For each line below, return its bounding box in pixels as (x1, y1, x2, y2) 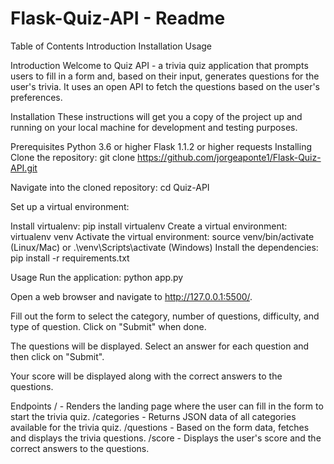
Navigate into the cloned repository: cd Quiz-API (10, 181, 210, 193)
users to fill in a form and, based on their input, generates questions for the (10, 70, 320, 82)
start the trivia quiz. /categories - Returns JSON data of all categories (10, 410, 297, 422)
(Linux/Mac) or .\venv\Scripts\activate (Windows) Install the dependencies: (10, 241, 319, 253)
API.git (10, 162, 38, 174)
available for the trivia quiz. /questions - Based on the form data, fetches (10, 421, 310, 433)
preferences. (10, 91, 63, 103)
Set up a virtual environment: (10, 200, 130, 212)
